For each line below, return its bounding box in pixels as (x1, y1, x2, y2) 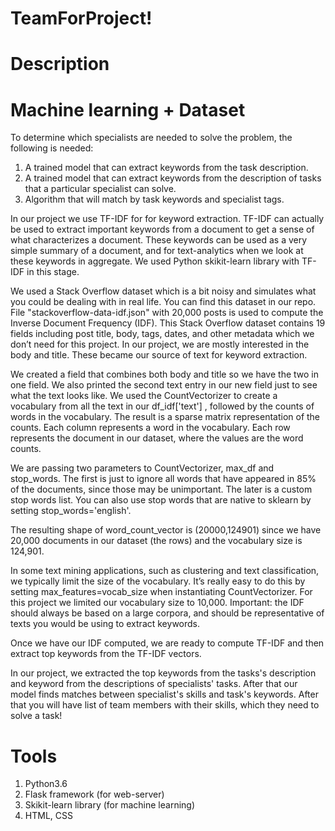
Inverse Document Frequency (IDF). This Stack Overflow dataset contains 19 (10, 317, 326, 329)
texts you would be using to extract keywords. (10, 618, 201, 630)
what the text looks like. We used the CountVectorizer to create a (10, 390, 278, 402)
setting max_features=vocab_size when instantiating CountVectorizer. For (10, 586, 313, 598)
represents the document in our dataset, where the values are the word (10, 432, 304, 444)
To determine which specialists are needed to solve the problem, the (10, 132, 293, 144)
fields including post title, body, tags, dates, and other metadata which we (10, 328, 315, 340)
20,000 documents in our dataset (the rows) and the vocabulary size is (10, 535, 303, 547)
